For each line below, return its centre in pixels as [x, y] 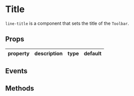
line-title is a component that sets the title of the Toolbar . [67, 23]
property [19, 53]
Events [16, 71]
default [93, 53]
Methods [20, 88]
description [49, 53]
